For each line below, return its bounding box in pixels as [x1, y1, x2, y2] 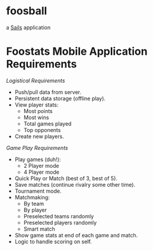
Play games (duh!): [14, 156, 61, 163]
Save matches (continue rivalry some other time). [14, 181, 135, 188]
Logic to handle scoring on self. [14, 238, 92, 245]
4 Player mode [23, 168, 59, 175]
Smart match [23, 225, 55, 233]
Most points [23, 107, 53, 114]
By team [23, 200, 44, 207]
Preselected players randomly [23, 219, 97, 226]
